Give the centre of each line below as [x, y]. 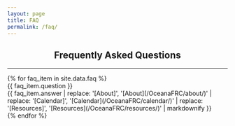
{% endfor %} [27, 115]
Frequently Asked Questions [117, 55]
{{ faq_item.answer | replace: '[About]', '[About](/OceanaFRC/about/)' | [109, 93]
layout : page [26, 14]
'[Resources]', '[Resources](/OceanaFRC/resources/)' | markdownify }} [109, 108]
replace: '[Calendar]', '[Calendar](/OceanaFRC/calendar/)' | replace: [105, 101]
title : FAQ [23, 20]
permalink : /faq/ [33, 27]
